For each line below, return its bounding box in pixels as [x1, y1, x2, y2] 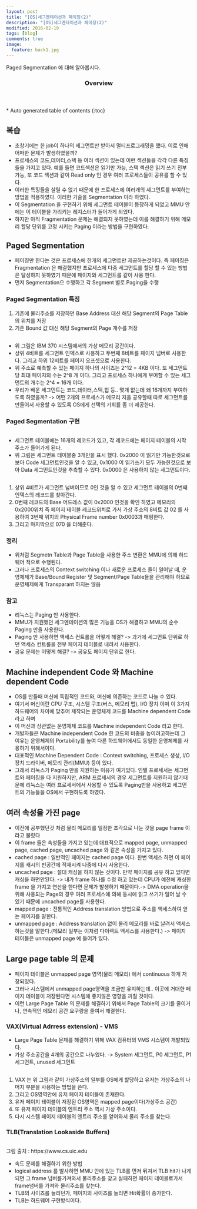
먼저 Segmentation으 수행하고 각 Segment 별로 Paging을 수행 [14, 279, 159, 286]
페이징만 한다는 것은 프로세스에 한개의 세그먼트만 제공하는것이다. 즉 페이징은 [14, 257, 189, 264]
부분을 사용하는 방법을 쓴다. [25, 1084, 89, 1091]
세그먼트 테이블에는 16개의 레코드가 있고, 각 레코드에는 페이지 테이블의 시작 [14, 436, 186, 443]
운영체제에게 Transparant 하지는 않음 [14, 581, 101, 588]
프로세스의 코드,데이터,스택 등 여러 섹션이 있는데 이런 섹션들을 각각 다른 [14, 157, 178, 164]
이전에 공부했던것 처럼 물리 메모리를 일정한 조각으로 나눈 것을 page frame [14, 824, 184, 832]
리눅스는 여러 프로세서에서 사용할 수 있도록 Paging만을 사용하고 [25, 781, 172, 789]
